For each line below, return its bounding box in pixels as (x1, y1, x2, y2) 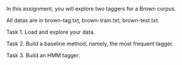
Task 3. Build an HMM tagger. (6, 52, 80, 59)
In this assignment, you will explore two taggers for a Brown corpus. (6, 5, 177, 12)
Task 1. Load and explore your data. (6, 28, 95, 36)
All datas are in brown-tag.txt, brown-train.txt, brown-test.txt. (6, 17, 160, 23)
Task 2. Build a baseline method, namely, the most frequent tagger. (6, 40, 174, 47)
